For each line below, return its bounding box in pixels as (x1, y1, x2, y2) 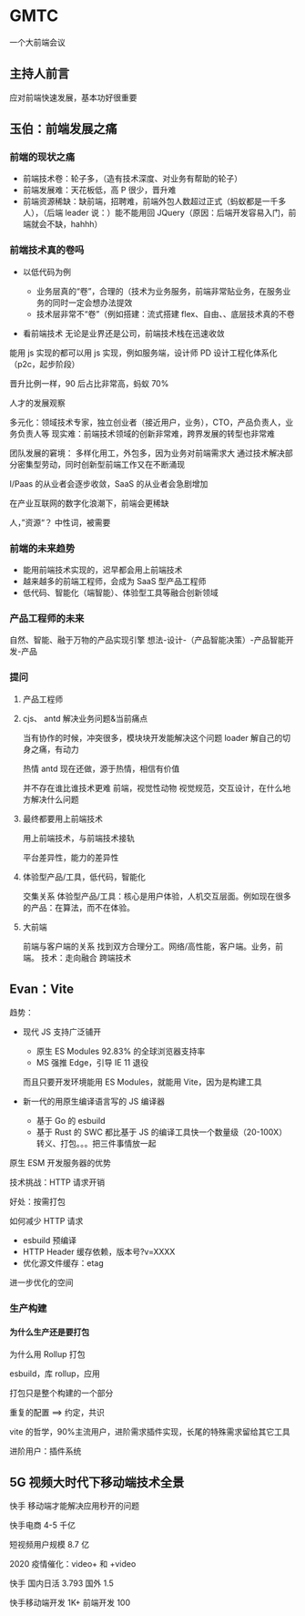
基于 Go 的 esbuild (36, 1116, 107, 1127)
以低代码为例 (22, 266, 71, 277)
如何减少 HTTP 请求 (9, 1216, 84, 1227)
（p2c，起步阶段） (9, 358, 80, 369)
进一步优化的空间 (9, 1277, 74, 1288)
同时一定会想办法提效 (52, 297, 133, 308)
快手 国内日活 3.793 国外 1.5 (9, 1578, 114, 1589)
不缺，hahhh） (46, 219, 103, 230)
